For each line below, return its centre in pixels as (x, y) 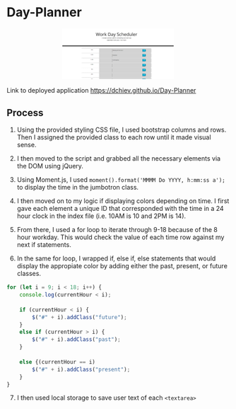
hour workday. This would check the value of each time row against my (120, 237)
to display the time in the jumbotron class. (78, 188)
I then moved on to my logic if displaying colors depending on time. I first (123, 201)
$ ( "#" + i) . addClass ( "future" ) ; (80, 317)
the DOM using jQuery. (50, 166)
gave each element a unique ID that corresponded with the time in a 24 (120, 209)
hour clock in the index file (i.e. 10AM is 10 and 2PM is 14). (101, 216)
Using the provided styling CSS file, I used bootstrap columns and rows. (122, 130)
